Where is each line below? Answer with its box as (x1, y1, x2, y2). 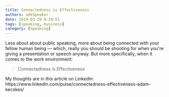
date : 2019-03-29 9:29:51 (5, 17, 60, 22)
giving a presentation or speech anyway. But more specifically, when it (5, 51, 153, 57)
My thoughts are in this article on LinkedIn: (5, 76, 95, 82)
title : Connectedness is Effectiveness (5, 7, 90, 13)
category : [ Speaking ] (5, 26, 51, 31)
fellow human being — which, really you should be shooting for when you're (5, 45, 164, 52)
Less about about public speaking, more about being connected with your (5, 40, 159, 46)
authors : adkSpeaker (5, 12, 49, 17)
